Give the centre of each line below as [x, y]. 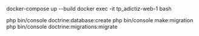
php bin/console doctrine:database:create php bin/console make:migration [100, 20]
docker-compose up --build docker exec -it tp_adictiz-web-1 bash [89, 9]
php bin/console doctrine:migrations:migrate [62, 27]
